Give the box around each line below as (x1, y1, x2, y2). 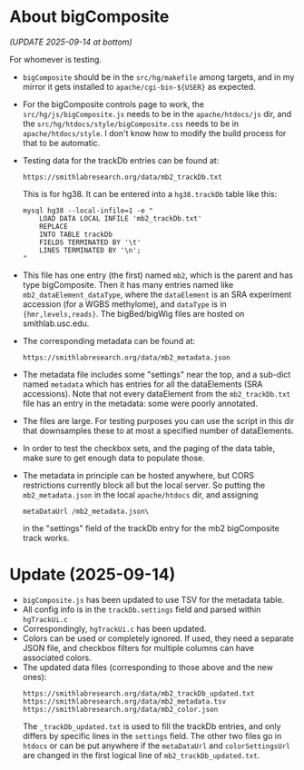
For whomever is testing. (9, 54, 103, 64)
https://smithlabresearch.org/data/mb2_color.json (22, 705, 219, 714)
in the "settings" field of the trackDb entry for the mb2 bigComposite (22, 522, 279, 533)
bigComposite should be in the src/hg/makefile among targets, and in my (22, 71, 295, 83)
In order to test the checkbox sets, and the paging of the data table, (22, 442, 276, 453)
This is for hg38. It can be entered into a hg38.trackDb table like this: (22, 188, 278, 199)
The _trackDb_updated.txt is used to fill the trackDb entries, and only (22, 720, 281, 732)
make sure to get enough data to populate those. (22, 452, 206, 463)
